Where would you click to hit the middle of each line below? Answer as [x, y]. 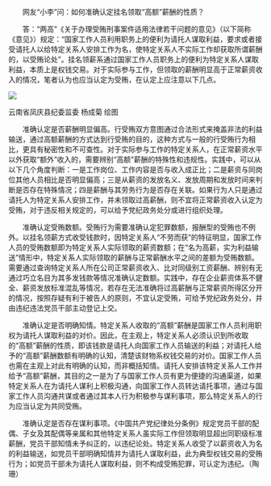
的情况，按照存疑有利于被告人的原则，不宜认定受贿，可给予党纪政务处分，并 [135, 298]
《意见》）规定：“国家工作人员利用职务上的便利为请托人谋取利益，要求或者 [132, 39]
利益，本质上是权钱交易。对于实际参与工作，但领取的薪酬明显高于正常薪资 [132, 70]
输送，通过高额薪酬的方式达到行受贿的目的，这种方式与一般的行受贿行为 [128, 139]
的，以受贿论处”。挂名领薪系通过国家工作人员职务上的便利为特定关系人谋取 [134, 59]
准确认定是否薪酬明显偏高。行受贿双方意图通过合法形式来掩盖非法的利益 [142, 129]
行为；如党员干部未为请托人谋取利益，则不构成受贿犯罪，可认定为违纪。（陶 [134, 464]
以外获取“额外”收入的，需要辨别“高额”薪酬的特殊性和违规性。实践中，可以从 [135, 159]
